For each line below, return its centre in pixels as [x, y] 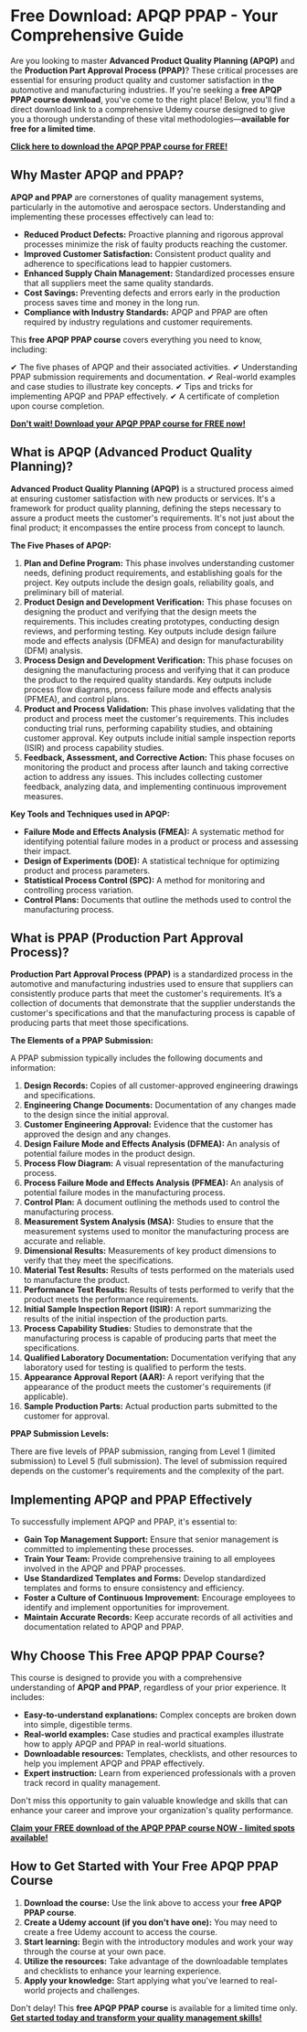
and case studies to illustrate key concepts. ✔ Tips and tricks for [132, 386]
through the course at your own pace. [95, 1951]
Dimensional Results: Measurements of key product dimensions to [150, 1251]
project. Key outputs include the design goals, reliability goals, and [149, 583]
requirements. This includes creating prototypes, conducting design [151, 621]
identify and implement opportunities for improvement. [127, 1608]
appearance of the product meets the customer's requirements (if [148, 1387]
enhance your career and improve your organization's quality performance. [152, 1810]
